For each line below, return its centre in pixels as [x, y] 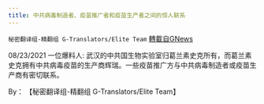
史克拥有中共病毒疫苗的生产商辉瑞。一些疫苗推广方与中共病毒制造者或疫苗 [129, 65]
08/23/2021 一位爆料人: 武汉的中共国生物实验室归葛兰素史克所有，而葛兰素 [130, 55]
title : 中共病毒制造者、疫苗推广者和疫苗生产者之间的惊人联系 [97, 15]
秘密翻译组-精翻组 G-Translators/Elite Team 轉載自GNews [100, 38]
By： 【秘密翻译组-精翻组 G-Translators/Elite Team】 [94, 91]
